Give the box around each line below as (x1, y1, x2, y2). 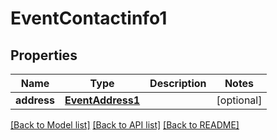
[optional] (216, 93, 263, 107)
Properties (10, 47, 78, 64)
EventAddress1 (64, 93, 141, 107)
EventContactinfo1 (10, 7, 168, 30)
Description (149, 77, 207, 90)
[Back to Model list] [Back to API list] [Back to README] (10, 119, 240, 131)
